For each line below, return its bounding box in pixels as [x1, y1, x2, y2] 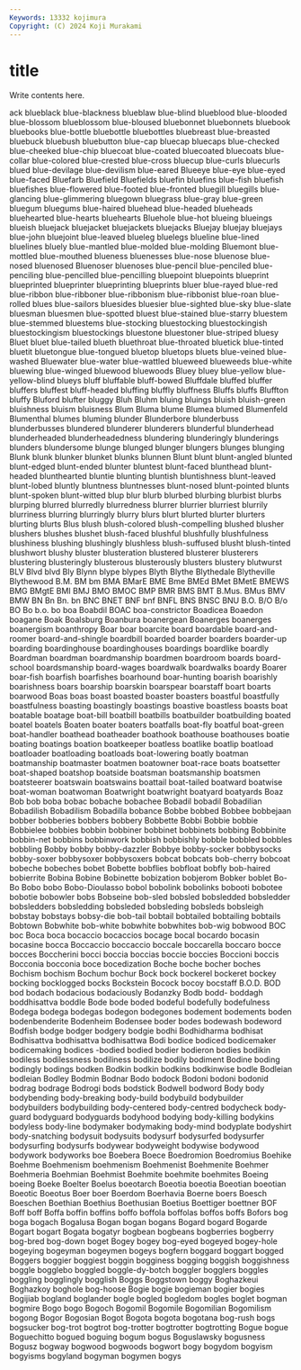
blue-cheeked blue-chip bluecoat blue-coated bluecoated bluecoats [9, 146, 263, 157]
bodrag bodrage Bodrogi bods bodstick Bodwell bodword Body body [9, 1083, 265, 1094]
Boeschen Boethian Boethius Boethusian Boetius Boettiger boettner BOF [9, 1198, 278, 1209]
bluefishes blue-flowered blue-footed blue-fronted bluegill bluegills [9, 184, 259, 194]
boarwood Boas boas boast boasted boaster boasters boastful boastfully [9, 690, 280, 702]
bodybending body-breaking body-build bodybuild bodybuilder [9, 1093, 244, 1104]
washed [9, 356, 39, 367]
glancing [9, 194, 42, 204]
